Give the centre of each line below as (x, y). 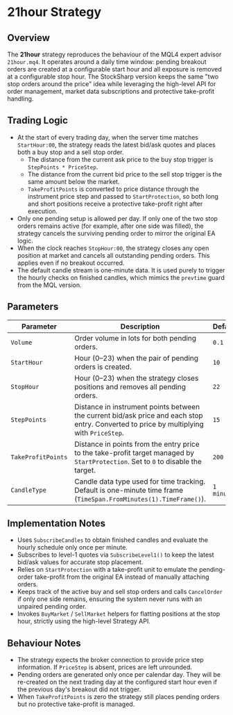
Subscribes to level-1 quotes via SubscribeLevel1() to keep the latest (115, 555)
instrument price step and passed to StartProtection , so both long (123, 196)
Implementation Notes (57, 524)
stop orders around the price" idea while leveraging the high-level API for (112, 84)
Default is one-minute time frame (129, 490)
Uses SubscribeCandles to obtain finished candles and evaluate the (113, 540)
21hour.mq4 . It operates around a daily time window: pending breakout (107, 62)
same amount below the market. (74, 181)
